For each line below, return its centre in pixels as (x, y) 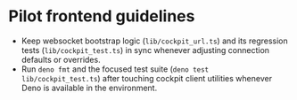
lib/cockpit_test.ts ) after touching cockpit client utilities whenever (147, 78)
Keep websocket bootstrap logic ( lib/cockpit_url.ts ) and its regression (155, 41)
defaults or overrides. (61, 59)
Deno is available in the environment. (89, 88)
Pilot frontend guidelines (102, 16)
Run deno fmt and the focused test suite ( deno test (115, 69)
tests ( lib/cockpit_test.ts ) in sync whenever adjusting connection (145, 50)
